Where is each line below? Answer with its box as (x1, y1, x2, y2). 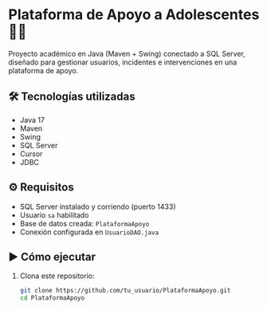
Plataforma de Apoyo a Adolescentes (8, 6, 260, 24)
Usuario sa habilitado (19, 210, 89, 220)
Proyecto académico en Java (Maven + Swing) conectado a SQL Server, (8, 49, 245, 58)
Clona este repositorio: (19, 271, 95, 281)
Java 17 (19, 115, 45, 124)
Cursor (19, 149, 43, 159)
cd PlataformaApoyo (19, 294, 85, 302)
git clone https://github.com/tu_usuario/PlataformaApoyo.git (19, 287, 231, 295)
